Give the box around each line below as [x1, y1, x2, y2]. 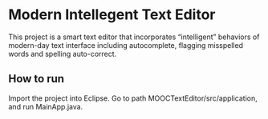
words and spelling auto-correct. [8, 49, 117, 58]
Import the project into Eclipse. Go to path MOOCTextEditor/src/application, [8, 93, 258, 103]
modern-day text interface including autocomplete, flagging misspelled [8, 40, 243, 50]
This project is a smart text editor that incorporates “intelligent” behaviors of [8, 32, 260, 42]
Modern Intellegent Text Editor [8, 6, 216, 24]
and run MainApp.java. [8, 101, 83, 111]
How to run [8, 72, 65, 85]
